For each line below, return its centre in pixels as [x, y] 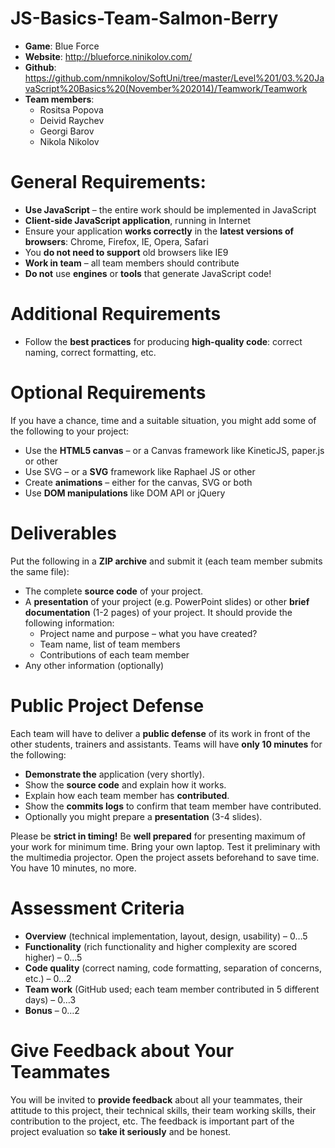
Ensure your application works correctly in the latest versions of [159, 231]
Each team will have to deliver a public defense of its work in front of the [160, 733]
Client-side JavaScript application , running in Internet [138, 220]
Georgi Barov [67, 131]
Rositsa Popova [71, 109]
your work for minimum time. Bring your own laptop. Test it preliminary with [165, 846]
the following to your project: [70, 431]
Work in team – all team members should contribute [132, 263]
